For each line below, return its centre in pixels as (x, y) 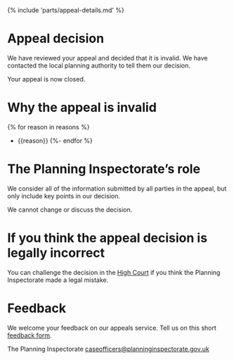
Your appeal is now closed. (46, 79)
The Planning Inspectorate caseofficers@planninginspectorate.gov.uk (108, 349)
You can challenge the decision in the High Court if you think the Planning (114, 272)
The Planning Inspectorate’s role (104, 169)
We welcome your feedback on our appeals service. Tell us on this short (112, 328)
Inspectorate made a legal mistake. (58, 280)
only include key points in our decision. (64, 195)
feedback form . (30, 335)
